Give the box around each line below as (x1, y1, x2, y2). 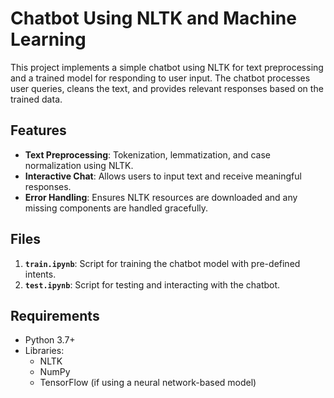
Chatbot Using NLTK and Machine (10, 7, 297, 30)
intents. (24, 268, 57, 280)
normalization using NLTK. (24, 159, 134, 171)
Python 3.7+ (24, 334, 76, 346)
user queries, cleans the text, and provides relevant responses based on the (10, 82, 324, 94)
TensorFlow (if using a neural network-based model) (39, 377, 257, 389)
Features (10, 122, 67, 139)
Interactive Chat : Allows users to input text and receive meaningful (24, 170, 302, 182)
